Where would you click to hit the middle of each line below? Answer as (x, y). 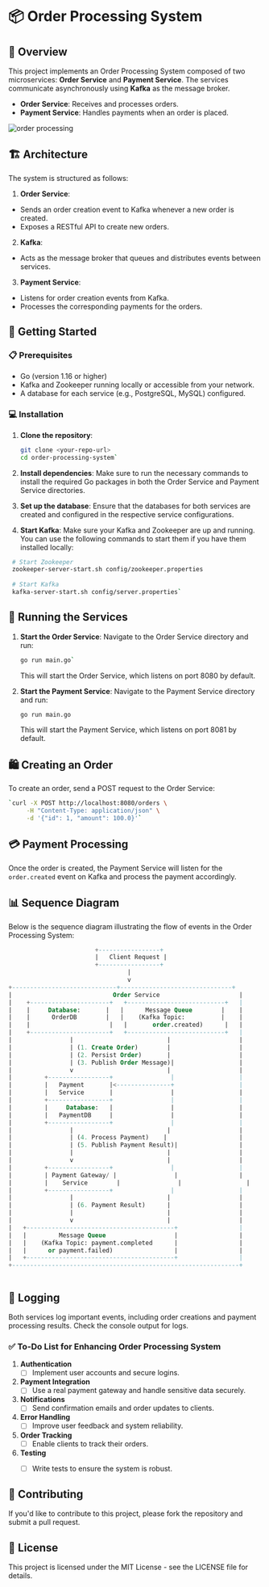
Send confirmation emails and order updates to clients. (123, 1408)
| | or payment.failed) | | (126, 1250)
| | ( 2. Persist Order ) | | (126, 1055)
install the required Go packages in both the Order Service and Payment (139, 482)
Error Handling (45, 1417)
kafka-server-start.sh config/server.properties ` (97, 592)
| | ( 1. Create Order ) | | (126, 1047)
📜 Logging (34, 1297)
